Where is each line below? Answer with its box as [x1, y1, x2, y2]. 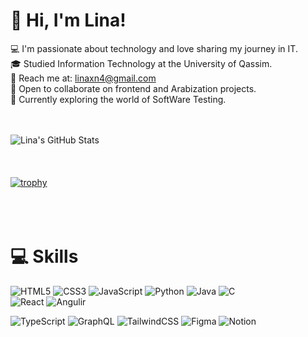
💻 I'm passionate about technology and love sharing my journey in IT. [10, 42, 298, 54]
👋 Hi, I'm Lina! [10, 9, 127, 32]
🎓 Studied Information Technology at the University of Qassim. [10, 57, 273, 69]
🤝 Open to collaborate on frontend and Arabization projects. [10, 82, 257, 94]
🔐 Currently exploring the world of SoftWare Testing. [10, 93, 227, 105]
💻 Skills [10, 245, 79, 268]
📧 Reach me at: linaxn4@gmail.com [10, 72, 157, 84]
